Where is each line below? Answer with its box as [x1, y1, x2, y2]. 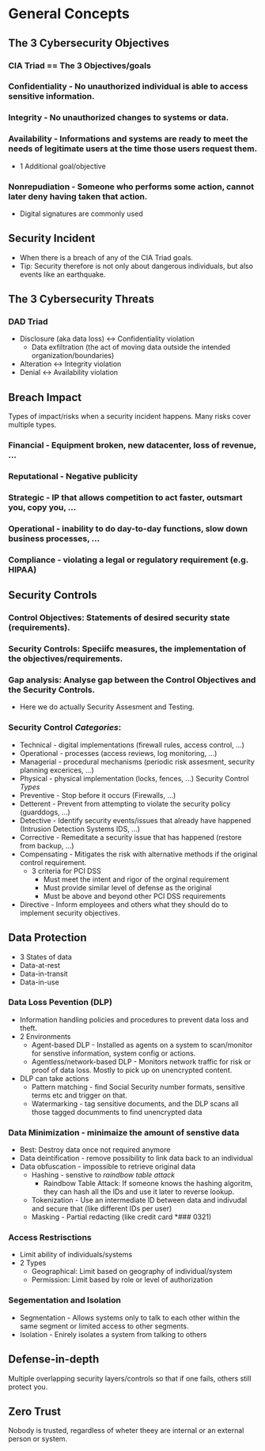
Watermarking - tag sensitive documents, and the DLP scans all [31, 1098, 239, 1108]
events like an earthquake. [19, 270, 106, 279]
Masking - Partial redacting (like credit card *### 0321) [31, 1212, 212, 1222]
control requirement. [19, 857, 87, 867]
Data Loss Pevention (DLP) [8, 997, 113, 1008]
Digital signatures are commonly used [19, 209, 144, 218]
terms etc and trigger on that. [31, 1090, 128, 1100]
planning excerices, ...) [19, 765, 95, 775]
